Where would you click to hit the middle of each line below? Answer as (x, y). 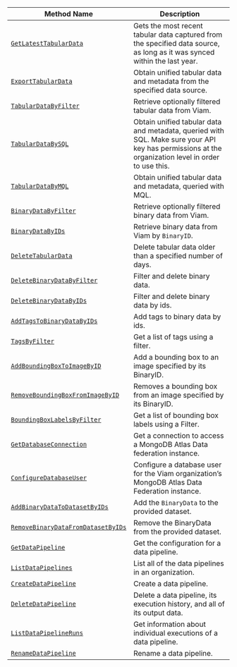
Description (180, 14)
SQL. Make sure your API (175, 139)
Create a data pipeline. (170, 583)
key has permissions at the (177, 148)
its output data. (158, 613)
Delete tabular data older (174, 247)
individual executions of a (176, 633)
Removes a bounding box (175, 386)
